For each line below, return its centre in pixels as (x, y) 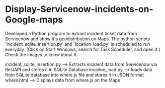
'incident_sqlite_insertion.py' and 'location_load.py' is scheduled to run (78, 44)
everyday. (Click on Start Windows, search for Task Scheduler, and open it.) (83, 49)
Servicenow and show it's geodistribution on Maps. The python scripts (78, 39)
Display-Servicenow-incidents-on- (79, 9)
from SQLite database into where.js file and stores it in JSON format (75, 75)
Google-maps (34, 20)
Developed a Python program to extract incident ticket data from (71, 33)
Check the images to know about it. (41, 54)
